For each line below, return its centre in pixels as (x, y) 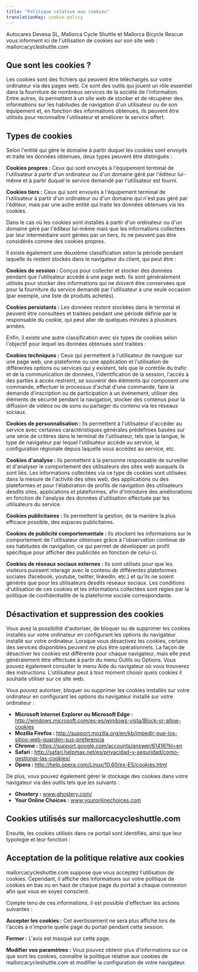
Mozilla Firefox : (35, 733)
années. (16, 326)
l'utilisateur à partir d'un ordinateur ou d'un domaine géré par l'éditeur (91, 174)
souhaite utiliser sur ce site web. (46, 679)
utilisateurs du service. (34, 504)
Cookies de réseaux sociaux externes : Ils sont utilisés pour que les (90, 564)
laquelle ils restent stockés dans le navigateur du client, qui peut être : (91, 259)
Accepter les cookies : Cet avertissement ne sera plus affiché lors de (91, 920)
